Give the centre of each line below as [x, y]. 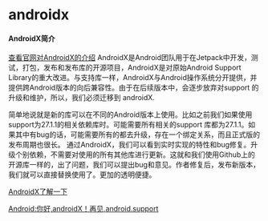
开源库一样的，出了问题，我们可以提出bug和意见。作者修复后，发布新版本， [134, 165]
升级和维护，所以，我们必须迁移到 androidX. [81, 98]
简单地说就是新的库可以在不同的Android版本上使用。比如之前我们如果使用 [130, 115]
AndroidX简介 [32, 38]
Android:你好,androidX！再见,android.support [83, 209]
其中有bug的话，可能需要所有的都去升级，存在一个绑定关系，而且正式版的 [138, 135]
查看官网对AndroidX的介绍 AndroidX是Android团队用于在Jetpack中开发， [130, 58]
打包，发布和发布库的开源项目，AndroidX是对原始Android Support [132, 68]
